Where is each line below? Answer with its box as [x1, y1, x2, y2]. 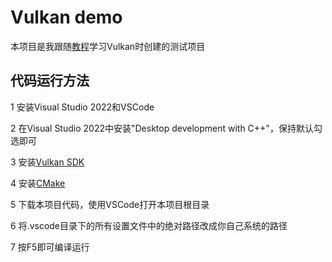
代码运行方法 [10, 72, 90, 90]
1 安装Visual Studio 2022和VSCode [10, 101, 155, 113]
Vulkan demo [10, 6, 123, 29]
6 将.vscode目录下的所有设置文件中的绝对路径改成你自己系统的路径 [10, 219, 288, 231]
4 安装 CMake [10, 177, 66, 189]
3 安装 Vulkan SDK [10, 156, 85, 168]
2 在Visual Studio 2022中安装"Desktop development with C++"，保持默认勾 [10, 122, 323, 134]
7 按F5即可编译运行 [10, 241, 90, 253]
